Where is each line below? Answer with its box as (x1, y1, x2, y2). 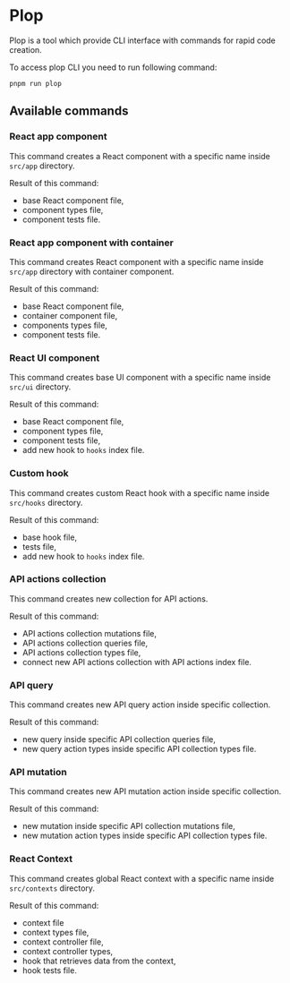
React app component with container (9, 236, 175, 249)
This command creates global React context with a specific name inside (9, 873, 275, 884)
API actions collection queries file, (21, 637, 149, 648)
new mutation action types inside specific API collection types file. (21, 830, 268, 842)
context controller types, (21, 945, 114, 956)
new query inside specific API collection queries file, (21, 734, 217, 745)
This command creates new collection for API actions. (9, 593, 209, 604)
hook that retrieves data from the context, (21, 955, 176, 966)
